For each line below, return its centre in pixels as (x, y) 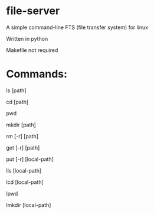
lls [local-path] (24, 170)
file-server (33, 11)
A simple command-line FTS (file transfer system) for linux (77, 27)
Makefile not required (32, 50)
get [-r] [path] (23, 147)
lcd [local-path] (25, 182)
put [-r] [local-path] (30, 159)
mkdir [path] (21, 125)
